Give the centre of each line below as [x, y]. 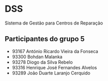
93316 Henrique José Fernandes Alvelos [55, 67]
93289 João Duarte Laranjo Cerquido [51, 73]
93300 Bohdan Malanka [37, 57]
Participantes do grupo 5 [45, 39]
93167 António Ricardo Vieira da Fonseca [55, 51]
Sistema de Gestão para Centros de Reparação [54, 23]
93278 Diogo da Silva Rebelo [42, 62]
